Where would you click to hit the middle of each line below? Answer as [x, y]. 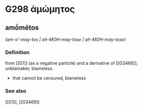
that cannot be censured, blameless [49, 78]
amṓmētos [22, 28]
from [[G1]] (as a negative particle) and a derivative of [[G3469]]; [71, 63]
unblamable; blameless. [29, 69]
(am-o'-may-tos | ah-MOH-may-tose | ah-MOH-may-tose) [66, 39]
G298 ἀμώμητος [40, 9]
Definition [17, 52]
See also [16, 91]
